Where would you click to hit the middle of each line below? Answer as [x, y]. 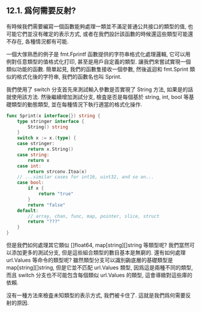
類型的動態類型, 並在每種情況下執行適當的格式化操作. [77, 104]
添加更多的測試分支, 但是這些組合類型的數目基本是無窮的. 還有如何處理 [98, 253]
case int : [29, 166]
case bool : [31, 183]
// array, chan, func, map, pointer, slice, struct [94, 216]
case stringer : [36, 144]
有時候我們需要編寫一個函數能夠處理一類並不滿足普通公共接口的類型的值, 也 [100, 26]
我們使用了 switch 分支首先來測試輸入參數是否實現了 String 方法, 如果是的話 [100, 89]
